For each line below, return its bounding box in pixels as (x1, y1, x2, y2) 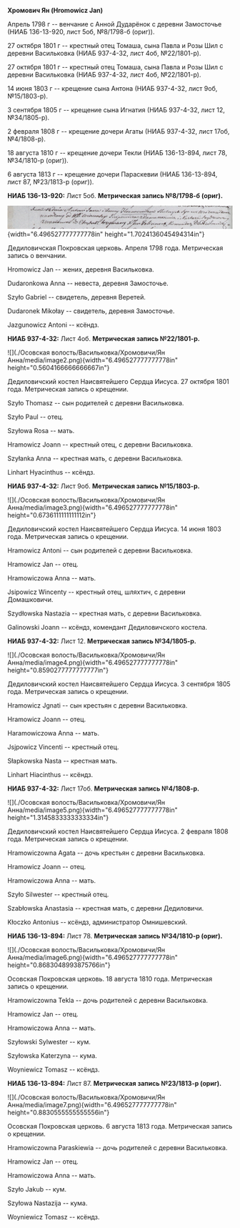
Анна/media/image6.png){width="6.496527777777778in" (7, 954, 179, 962)
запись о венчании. (7, 252, 67, 260)
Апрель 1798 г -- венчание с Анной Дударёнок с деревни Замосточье (7, 20, 222, 28)
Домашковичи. (7, 595, 54, 604)
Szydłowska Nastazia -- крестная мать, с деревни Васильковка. (7, 609, 202, 618)
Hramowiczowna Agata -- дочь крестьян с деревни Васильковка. (7, 848, 206, 857)
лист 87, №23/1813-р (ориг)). (7, 178, 94, 186)
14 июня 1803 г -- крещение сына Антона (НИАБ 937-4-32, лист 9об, (7, 84, 218, 92)
